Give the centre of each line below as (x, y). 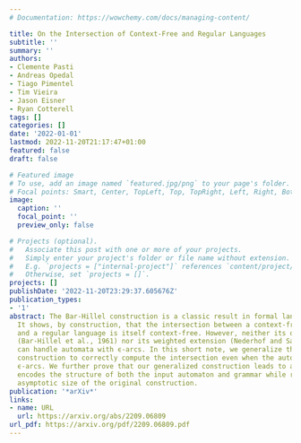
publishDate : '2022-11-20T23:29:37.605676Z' (94, 291)
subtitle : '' (34, 42)
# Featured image (42, 175)
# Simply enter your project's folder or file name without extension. (150, 258)
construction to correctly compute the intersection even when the (146, 358)
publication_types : (46, 300)
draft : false (34, 159)
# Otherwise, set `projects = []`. (80, 274)
